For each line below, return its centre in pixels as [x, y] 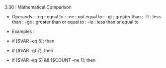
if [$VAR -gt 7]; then [32, 51]
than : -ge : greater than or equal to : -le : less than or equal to [75, 22]
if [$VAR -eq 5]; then [33, 41]
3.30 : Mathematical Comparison [38, 7]
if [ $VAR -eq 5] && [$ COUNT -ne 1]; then [54, 60]
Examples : [23, 31]
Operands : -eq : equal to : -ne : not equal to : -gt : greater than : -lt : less [86, 17]
